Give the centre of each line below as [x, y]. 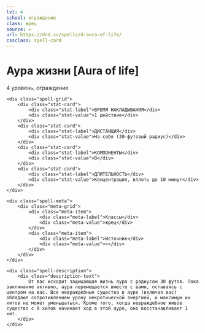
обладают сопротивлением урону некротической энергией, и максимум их [99, 297]
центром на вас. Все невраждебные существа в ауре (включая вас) [91, 292]
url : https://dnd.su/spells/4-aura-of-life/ [64, 35]
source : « [19, 29]
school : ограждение [31, 18]
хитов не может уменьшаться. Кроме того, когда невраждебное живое [95, 303]
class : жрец [21, 23]
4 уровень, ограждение [37, 88]
